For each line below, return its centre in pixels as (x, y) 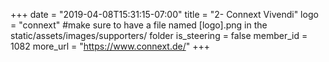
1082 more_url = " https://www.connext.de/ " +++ (110, 46)
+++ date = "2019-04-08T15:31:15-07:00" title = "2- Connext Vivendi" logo (164, 14)
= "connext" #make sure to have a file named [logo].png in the (139, 25)
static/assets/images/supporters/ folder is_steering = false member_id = (159, 35)
